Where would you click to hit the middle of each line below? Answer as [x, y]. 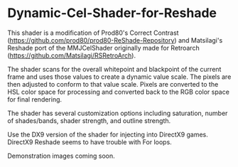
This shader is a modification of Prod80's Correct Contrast [93, 33]
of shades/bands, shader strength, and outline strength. [89, 120]
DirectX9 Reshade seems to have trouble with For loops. [90, 142]
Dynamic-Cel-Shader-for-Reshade [112, 13]
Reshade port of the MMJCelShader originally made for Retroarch [104, 48]
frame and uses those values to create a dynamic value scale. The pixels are [119, 77]
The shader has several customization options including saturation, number [118, 113]
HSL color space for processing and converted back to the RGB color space [118, 92]
